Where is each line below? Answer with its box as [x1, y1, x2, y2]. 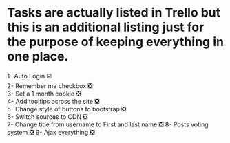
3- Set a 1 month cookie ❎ [7, 89, 81, 98]
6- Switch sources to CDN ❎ [7, 112, 88, 121]
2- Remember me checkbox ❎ [7, 81, 93, 90]
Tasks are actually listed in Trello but [7, 5, 221, 21]
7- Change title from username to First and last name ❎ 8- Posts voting [7, 120, 209, 129]
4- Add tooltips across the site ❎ [7, 97, 100, 105]
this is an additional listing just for [7, 19, 205, 35]
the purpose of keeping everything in [7, 34, 224, 49]
